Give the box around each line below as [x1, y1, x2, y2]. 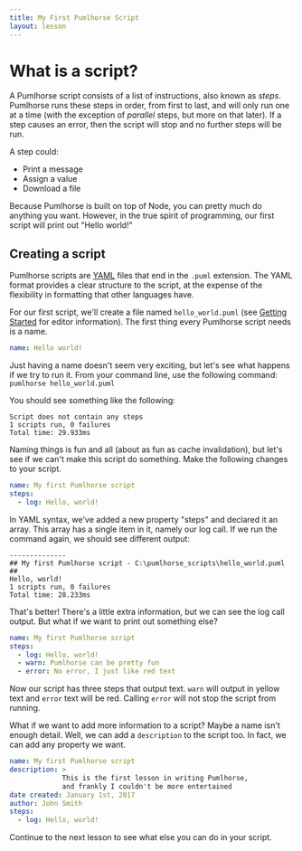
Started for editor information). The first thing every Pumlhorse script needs [9, 317, 292, 327]
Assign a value [22, 174, 78, 184]
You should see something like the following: [9, 395, 176, 406]
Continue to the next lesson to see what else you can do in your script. [9, 832, 273, 843]
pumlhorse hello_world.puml [9, 379, 116, 389]
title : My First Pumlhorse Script [9, 13, 140, 23]
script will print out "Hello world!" [9, 220, 133, 231]
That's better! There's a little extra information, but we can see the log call [9, 606, 285, 617]
